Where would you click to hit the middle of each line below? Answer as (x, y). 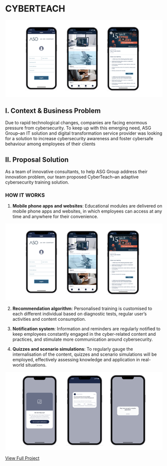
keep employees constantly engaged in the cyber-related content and (84, 334)
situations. (36, 365)
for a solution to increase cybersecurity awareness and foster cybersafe (79, 139)
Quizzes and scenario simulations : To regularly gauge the (73, 349)
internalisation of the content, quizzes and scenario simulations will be (84, 354)
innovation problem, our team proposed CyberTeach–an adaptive (72, 177)
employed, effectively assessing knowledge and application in (76, 360)
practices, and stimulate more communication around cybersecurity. (83, 339)
